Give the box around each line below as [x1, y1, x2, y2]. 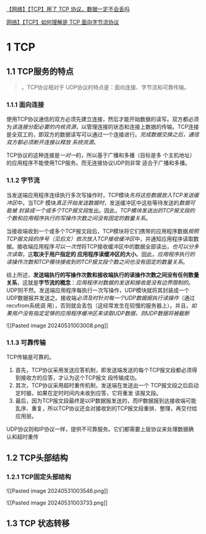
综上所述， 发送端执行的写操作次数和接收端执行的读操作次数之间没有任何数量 [6, 271, 199, 278]
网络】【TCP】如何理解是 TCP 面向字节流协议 [6, 18, 119, 26]
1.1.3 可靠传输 [6, 338, 46, 347]
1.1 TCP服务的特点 [6, 66, 74, 77]
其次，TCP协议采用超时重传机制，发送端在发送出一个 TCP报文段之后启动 [15, 381, 199, 389]
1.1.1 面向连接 [6, 100, 45, 109]
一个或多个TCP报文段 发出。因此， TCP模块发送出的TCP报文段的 [34, 206, 196, 214]
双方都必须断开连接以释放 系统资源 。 [6, 139, 99, 146]
